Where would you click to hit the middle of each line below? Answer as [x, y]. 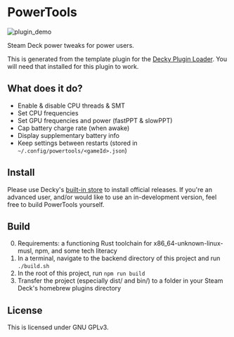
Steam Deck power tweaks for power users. [71, 45]
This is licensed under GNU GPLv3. [58, 327]
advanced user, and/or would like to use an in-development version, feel [112, 197]
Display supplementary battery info [68, 135]
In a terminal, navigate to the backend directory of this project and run [119, 258]
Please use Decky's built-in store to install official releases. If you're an [110, 189]
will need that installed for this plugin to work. [73, 66]
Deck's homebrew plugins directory [69, 288]
